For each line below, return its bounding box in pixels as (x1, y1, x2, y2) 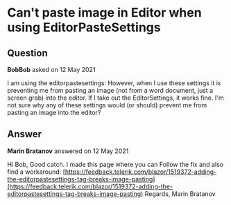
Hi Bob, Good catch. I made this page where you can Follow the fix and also (7, 160, 224, 168)
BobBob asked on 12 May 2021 (7, 66, 96, 73)
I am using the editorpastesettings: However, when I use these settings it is (7, 79, 221, 87)
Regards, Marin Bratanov (144, 189, 216, 198)
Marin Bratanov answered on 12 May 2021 (7, 147, 129, 155)
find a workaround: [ (7, 168, 66, 176)
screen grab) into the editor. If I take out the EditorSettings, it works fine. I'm (7, 93, 224, 102)
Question (7, 47, 48, 59)
